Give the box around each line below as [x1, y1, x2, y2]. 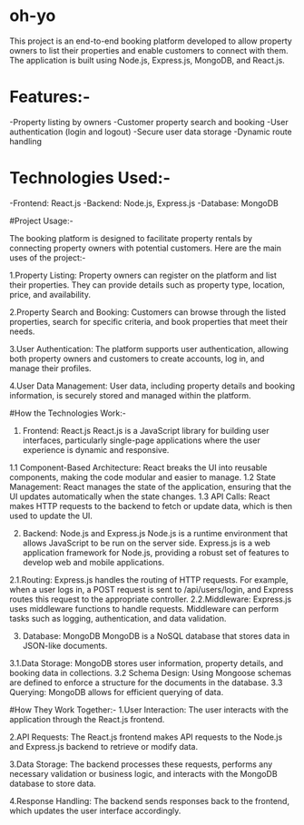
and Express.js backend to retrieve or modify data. [9, 741, 199, 751]
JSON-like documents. [22, 640, 108, 651]
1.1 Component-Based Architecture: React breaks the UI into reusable [9, 462, 268, 473]
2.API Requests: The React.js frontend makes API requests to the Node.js [9, 732, 283, 742]
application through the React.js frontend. [9, 713, 165, 724]
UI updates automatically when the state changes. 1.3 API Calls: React [9, 491, 270, 502]
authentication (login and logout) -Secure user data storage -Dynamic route [9, 126, 292, 137]
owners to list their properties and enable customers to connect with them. [9, 44, 289, 55]
